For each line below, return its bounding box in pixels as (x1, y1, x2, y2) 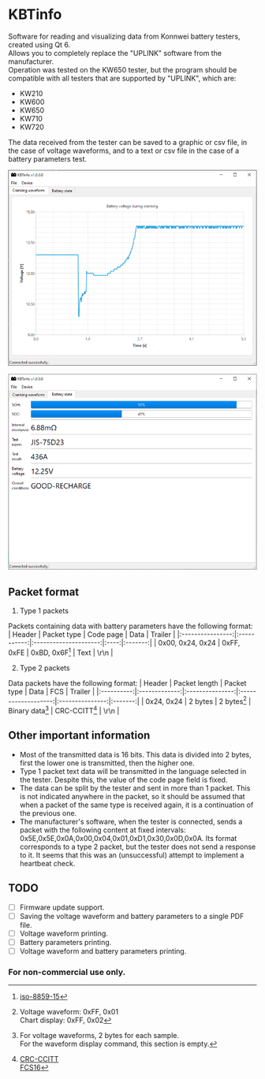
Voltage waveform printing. (19, 928, 109, 938)
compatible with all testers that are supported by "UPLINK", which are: (8, 73, 237, 83)
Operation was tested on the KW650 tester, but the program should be (8, 65, 237, 74)
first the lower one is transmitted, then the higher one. (19, 758, 195, 768)
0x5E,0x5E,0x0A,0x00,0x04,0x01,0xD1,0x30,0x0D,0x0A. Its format (19, 833, 237, 843)
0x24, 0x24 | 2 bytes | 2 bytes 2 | (145, 695, 252, 706)
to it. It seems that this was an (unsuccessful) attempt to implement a (19, 850, 244, 860)
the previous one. (19, 808, 77, 817)
